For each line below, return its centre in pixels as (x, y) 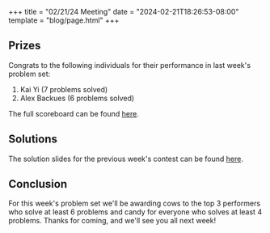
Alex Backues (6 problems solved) (77, 98)
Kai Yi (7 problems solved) (64, 89)
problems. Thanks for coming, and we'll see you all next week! (112, 221)
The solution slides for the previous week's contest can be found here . (126, 159)
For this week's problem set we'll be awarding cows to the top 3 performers (135, 203)
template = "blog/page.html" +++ (64, 20)
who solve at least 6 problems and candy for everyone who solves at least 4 (135, 212)
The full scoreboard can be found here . (74, 113)
